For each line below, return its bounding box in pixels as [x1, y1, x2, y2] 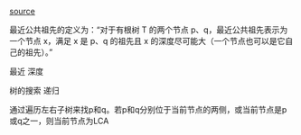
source [9, 6, 36, 16]
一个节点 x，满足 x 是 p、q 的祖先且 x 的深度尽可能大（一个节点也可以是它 [9, 36, 286, 46]
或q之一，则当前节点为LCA [9, 115, 109, 126]
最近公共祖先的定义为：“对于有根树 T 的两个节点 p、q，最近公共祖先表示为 [9, 24, 288, 35]
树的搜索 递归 [9, 85, 60, 95]
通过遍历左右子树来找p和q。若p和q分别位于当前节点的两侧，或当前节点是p [9, 104, 287, 114]
